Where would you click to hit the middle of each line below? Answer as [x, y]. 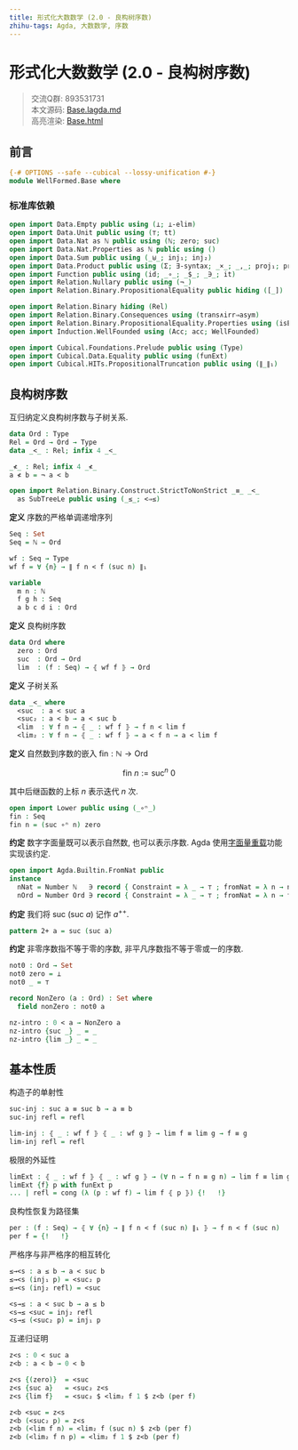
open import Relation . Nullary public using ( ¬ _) [101, 282]
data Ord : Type [39, 434]
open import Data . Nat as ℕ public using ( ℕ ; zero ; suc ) [114, 241]
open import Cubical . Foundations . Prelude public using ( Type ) [126, 348]
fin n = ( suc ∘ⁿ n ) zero [55, 825]
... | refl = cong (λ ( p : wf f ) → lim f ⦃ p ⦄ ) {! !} [118, 1193]
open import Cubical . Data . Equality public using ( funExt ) [118, 356]
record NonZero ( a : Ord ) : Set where [81, 999]
